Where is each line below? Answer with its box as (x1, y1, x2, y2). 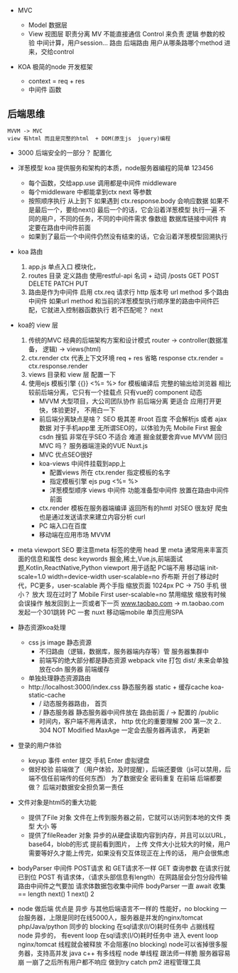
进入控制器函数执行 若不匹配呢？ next (53, 306, 163, 314)
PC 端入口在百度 (38, 521, 87, 530)
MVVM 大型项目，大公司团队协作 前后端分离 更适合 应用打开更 (38, 397, 222, 405)
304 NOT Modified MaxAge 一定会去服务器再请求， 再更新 (38, 726, 211, 734)
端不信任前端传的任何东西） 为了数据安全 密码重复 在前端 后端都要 (28, 774, 222, 782)
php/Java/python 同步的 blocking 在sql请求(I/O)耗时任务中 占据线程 (17, 922, 215, 930)
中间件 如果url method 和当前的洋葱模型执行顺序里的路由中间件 (28, 296, 213, 305)
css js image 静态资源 (28, 638, 92, 647)
